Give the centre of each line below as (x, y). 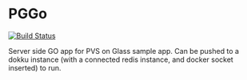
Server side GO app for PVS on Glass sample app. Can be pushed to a (124, 51)
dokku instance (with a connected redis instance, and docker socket (121, 59)
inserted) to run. (35, 67)
